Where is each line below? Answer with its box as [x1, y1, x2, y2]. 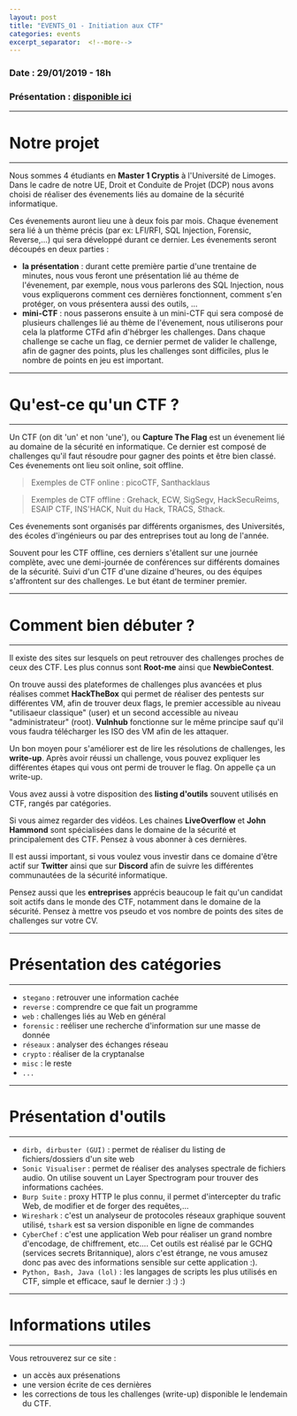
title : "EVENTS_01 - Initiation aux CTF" [9, 21, 164, 30]
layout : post [9, 12, 57, 22]
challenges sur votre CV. [9, 915, 99, 926]
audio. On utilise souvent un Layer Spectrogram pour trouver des [21, 1173, 259, 1183]
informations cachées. [21, 1182, 104, 1193]
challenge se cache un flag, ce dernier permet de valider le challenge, [21, 336, 278, 347]
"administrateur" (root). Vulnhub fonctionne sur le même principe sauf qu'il [9, 717, 285, 727]
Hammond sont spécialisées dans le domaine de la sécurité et [9, 825, 237, 835]
